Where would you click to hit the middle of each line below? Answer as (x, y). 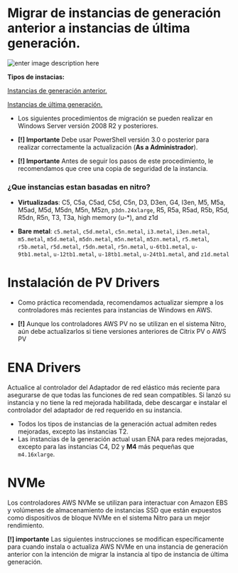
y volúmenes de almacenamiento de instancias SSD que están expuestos (114, 510)
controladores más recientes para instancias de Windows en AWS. (115, 310)
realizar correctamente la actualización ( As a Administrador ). (108, 147)
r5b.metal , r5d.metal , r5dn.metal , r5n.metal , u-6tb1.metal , (104, 246)
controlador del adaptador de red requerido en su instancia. (95, 410)
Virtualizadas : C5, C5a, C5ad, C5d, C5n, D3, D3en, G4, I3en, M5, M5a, (121, 203)
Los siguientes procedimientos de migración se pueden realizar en (115, 118)
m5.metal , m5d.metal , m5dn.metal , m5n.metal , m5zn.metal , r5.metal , (113, 239)
